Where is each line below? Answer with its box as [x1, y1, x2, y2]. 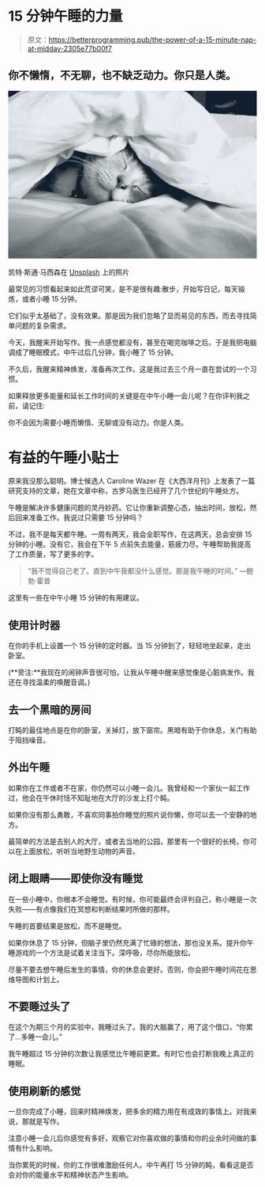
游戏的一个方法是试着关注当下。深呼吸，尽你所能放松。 [14, 947, 195, 958]
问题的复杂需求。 [14, 321, 71, 331]
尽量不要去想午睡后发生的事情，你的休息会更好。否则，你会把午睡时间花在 [8, 965, 250, 974]
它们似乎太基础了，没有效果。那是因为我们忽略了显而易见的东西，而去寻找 [8, 311, 250, 320]
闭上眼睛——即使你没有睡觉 [8, 872, 144, 886]
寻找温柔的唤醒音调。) [21, 677, 91, 687]
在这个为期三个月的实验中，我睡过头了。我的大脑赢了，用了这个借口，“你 [8, 1022, 247, 1032]
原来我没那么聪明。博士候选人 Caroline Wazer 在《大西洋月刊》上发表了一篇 [8, 476, 256, 486]
